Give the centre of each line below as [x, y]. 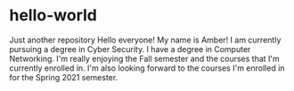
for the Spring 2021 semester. [64, 77]
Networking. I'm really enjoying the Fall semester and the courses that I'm [145, 58]
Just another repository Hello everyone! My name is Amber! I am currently [145, 40]
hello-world [53, 15]
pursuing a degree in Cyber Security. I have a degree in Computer [130, 49]
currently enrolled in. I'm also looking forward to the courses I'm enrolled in [147, 68]
